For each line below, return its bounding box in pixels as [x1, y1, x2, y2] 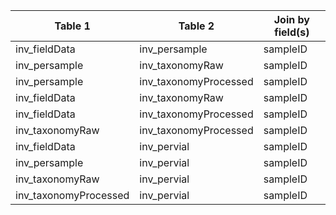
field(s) [274, 25, 310, 39]
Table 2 [178, 19, 215, 33]
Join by [273, 13, 310, 26]
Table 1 [54, 19, 91, 33]
